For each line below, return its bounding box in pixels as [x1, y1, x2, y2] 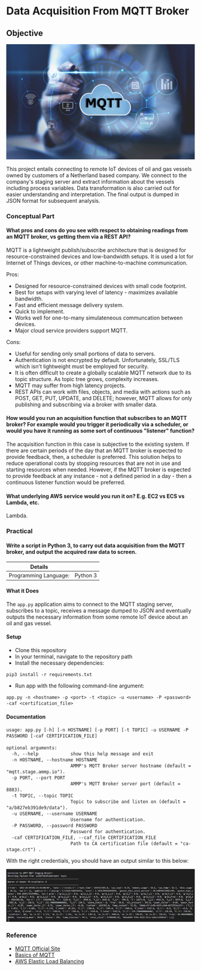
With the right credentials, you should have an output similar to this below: [6, 857, 189, 865]
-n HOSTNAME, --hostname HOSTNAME [11, 757, 98, 763]
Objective [6, 28, 44, 38]
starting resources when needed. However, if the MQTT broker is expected [6, 465, 191, 473]
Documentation [6, 713, 46, 720]
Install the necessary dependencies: [14, 659, 105, 666]
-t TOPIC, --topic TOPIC [11, 793, 74, 799]
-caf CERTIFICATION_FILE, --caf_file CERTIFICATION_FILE [11, 835, 157, 841]
